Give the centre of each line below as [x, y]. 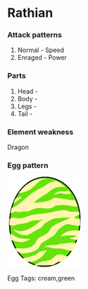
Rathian [30, 13]
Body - [27, 98]
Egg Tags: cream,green [41, 278]
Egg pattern [28, 165]
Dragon [18, 147]
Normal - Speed [41, 50]
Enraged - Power [42, 58]
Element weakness [40, 131]
